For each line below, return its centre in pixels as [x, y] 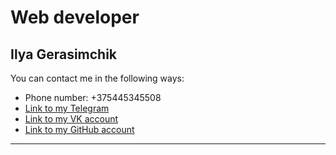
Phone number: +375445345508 [93, 97]
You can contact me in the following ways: [97, 78]
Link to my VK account [71, 119]
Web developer [75, 17]
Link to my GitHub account [79, 129]
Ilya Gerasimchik [64, 54]
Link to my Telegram [67, 108]
